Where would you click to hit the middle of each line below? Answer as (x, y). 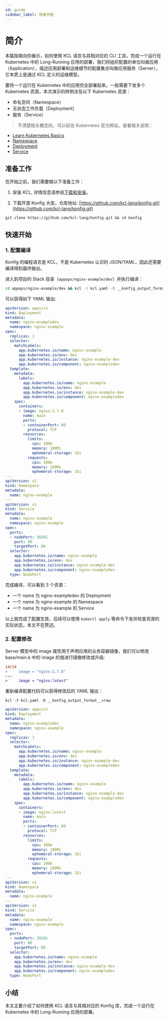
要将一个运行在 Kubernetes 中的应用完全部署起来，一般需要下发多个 (75, 85)
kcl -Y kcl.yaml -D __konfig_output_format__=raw (58, 701)
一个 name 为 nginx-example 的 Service (53, 608)
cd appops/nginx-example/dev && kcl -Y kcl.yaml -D (60, 288)
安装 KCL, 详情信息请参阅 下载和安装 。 (51, 192)
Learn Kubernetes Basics (38, 136)
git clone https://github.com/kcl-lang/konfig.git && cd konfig (73, 218)
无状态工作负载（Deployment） (45, 109)
